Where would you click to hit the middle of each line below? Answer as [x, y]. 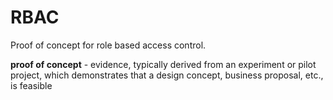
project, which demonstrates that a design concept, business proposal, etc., [167, 75]
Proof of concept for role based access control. [108, 45]
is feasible [31, 85]
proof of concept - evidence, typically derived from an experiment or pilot [163, 64]
